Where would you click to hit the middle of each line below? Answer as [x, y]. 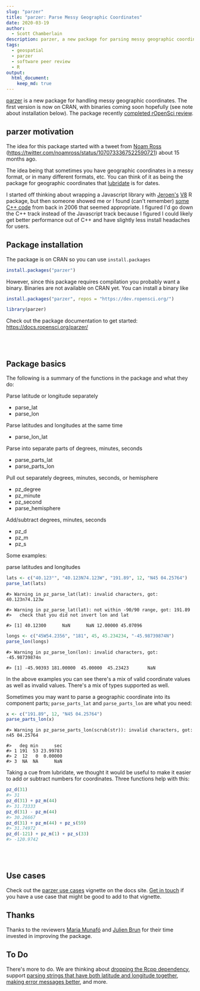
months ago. [21, 159]
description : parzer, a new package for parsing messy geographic [90, 39]
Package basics [36, 364]
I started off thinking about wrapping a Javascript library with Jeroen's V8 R [99, 195]
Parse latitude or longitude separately [52, 396]
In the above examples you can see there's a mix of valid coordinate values [98, 679]
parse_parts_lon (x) [30, 720]
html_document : [30, 78]
